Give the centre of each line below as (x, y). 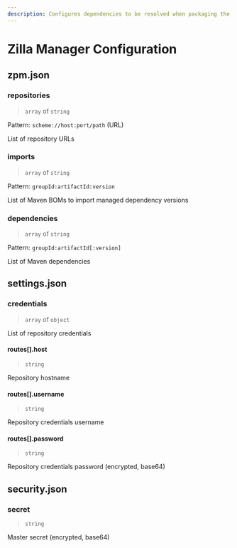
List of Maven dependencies (49, 262)
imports (21, 157)
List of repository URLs (41, 139)
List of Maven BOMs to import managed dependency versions (98, 200)
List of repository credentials (49, 333)
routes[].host (27, 350)
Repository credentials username (56, 422)
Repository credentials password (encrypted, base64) (86, 467)
